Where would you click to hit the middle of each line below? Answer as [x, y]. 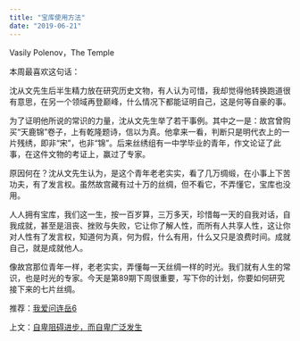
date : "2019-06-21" [46, 26]
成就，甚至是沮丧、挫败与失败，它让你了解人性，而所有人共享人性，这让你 [154, 225]
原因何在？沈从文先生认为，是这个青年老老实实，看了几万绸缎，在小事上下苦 [150, 173]
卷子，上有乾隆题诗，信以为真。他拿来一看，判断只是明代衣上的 [165, 131]
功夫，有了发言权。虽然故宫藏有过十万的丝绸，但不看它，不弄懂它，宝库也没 [150, 184]
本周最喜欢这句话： [45, 71]
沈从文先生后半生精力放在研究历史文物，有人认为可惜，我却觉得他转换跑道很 [150, 90]
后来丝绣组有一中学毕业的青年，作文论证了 [195, 143]
